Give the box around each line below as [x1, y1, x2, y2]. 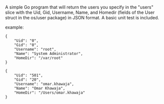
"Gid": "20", [14, 77, 41, 82]
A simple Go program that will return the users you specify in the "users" [5, 4, 154, 10]
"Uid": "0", [14, 38, 39, 43]
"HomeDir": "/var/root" [14, 55, 63, 60]
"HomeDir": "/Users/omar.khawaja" [14, 90, 85, 95]
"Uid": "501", [14, 73, 43, 78]
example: [5, 24, 24, 30]
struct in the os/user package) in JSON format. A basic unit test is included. [5, 15, 160, 20]
